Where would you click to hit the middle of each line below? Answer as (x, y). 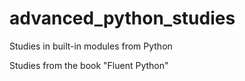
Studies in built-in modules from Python (91, 46)
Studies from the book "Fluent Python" (89, 65)
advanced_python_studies (122, 18)
